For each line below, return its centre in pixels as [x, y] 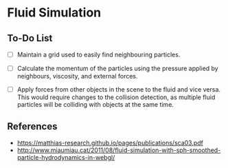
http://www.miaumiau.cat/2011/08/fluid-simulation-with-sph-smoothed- [119, 150]
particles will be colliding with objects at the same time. [95, 105]
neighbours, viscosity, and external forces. [78, 76]
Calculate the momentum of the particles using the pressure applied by [117, 69]
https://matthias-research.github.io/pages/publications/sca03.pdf [110, 143]
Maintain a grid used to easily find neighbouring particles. [99, 54]
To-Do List [30, 38]
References [32, 126]
